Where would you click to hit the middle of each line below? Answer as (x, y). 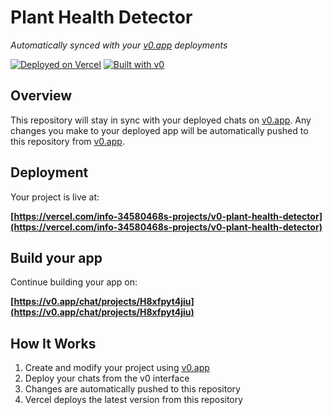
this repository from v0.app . (67, 141)
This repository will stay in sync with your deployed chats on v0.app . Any (161, 120)
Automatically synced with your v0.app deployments (119, 45)
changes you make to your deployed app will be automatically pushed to (159, 130)
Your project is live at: (55, 197)
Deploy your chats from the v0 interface (107, 378)
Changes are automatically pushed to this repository (132, 389)
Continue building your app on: (74, 282)
